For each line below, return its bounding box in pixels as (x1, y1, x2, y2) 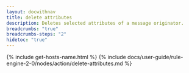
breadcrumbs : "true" (6, 25, 59, 32)
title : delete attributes (6, 14, 72, 21)
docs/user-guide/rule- (127, 54, 184, 60)
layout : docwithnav (6, 8, 56, 15)
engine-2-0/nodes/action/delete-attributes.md (6, 60, 123, 67)
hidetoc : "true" (6, 37, 48, 43)
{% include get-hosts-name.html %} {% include (6, 54, 126, 60)
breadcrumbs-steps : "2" (6, 31, 67, 37)
